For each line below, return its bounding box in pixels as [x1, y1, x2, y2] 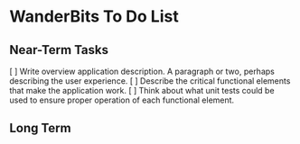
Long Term [9, 121, 71, 136]
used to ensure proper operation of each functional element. [9, 94, 235, 105]
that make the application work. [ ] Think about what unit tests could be [9, 85, 275, 95]
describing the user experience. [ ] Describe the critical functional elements [9, 76, 291, 86]
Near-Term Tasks [9, 42, 109, 58]
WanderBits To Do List [9, 6, 179, 27]
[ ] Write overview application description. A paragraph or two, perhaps [9, 66, 276, 76]
